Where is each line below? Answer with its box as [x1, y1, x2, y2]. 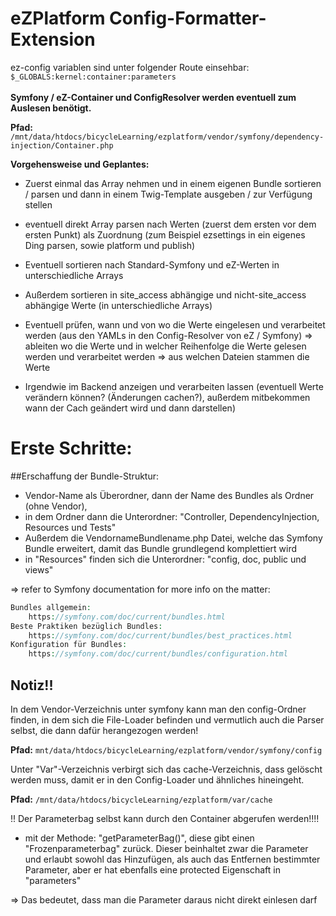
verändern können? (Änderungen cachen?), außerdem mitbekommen [24, 391, 311, 403]
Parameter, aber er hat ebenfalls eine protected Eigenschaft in [24, 863, 281, 876]
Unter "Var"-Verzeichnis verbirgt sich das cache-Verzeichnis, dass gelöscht [10, 763, 323, 775]
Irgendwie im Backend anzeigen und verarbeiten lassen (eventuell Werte [24, 380, 324, 392]
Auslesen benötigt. [10, 102, 92, 114]
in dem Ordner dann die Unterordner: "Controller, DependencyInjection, [24, 510, 320, 522]
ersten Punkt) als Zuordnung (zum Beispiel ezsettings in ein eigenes [24, 228, 306, 241]
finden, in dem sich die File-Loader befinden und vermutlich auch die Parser [10, 713, 325, 726]
